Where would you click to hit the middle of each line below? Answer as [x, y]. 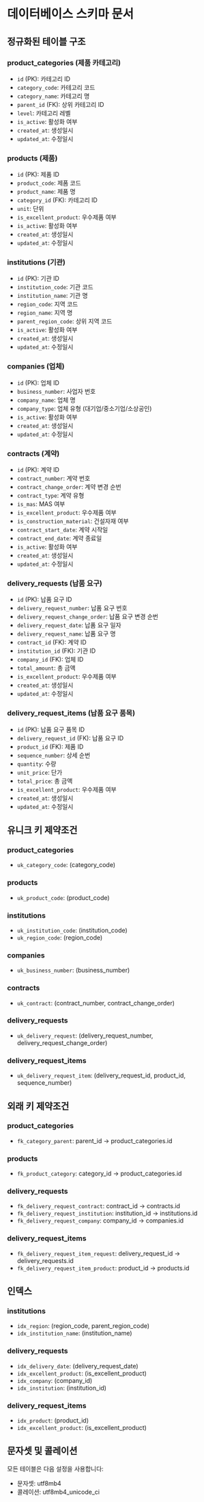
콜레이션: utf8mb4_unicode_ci [58, 1492]
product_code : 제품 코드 [49, 183]
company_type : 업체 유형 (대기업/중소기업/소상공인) [84, 408]
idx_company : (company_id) [55, 1380]
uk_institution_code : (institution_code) [72, 930]
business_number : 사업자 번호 [56, 391]
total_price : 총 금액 [45, 781]
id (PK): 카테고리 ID [43, 79]
